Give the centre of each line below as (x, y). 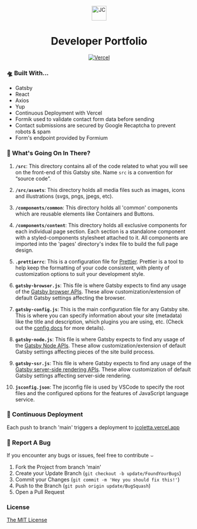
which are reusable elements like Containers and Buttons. (85, 214)
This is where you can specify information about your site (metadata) (98, 315)
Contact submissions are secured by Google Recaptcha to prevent (95, 126)
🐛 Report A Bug (29, 442)
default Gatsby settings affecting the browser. (70, 298)
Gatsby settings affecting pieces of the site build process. (85, 352)
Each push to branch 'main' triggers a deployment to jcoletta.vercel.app (93, 427)
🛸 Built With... (28, 73)
